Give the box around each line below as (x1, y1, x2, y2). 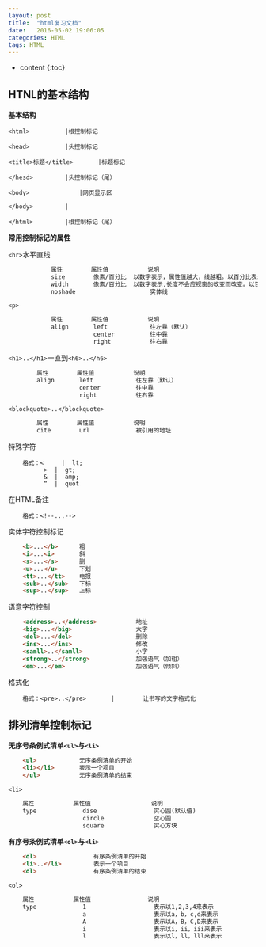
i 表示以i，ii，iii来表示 (82, 925, 222, 933)
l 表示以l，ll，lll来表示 (82, 932, 222, 941)
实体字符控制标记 (8, 527, 64, 537)
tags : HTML (8, 41, 44, 49)
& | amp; (43, 473, 80, 481)
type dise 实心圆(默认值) (22, 807, 196, 815)
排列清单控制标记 (8, 718, 92, 732)
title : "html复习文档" (8, 19, 82, 27)
